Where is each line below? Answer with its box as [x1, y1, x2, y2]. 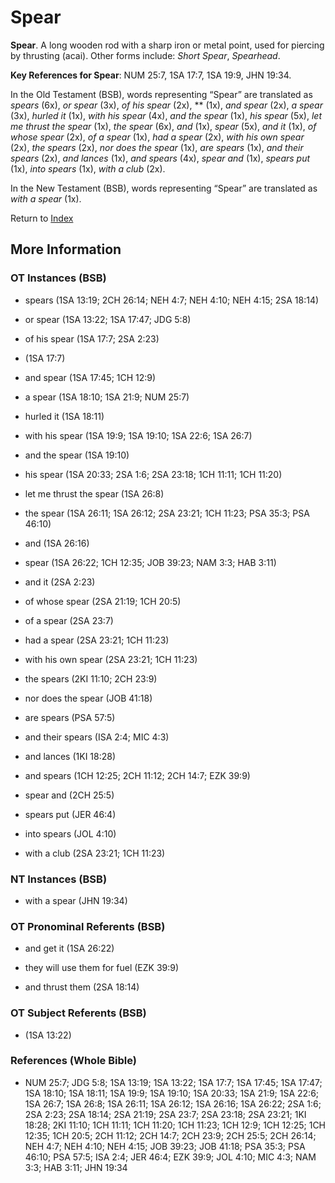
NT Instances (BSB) [10, 872, 108, 886]
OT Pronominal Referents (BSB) [10, 919, 166, 933]
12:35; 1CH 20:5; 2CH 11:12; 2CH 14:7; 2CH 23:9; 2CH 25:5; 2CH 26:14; [24, 1129, 317, 1141]
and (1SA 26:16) [24, 537, 90, 549]
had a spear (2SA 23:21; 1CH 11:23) [24, 634, 170, 646]
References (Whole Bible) [10, 1054, 137, 1068]
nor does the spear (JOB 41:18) [24, 692, 153, 704]
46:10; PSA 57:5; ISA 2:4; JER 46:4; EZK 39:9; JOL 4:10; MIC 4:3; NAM [24, 1151, 317, 1163]
